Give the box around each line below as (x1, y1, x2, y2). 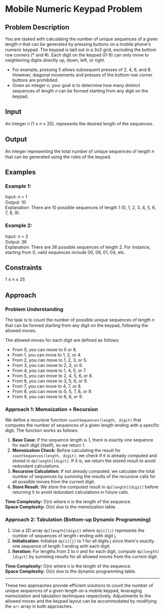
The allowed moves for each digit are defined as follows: (5, 337, 120, 343)
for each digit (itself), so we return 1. (12, 442, 86, 448)
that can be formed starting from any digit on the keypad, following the (5, 323, 148, 329)
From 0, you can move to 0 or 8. (12, 347, 77, 353)
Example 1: (5, 183, 31, 190)
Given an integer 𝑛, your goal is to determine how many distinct (12, 83, 140, 88)
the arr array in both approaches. (5, 603, 73, 609)
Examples (5, 168, 36, 176)
